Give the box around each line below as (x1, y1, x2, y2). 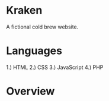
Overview (6, 84, 55, 98)
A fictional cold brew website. (6, 23, 79, 30)
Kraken (6, 4, 43, 17)
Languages (6, 44, 62, 58)
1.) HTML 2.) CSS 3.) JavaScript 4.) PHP (6, 64, 104, 71)
